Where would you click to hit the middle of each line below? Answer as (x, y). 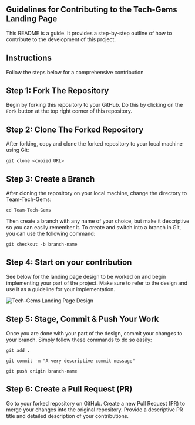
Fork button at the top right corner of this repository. (69, 111)
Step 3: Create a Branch (51, 179)
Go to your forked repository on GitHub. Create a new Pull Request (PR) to (96, 403)
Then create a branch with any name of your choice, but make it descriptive (98, 221)
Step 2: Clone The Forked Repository (75, 129)
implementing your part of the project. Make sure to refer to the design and (97, 283)
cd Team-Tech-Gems (28, 210)
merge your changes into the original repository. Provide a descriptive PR (95, 410)
